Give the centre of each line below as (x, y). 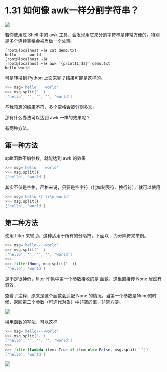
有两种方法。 (18, 128)
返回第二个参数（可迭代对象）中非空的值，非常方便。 (68, 302)
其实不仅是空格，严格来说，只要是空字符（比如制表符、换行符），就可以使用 (83, 187)
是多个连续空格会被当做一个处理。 (40, 41)
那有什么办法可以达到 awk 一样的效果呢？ (48, 117)
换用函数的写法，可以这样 (31, 322)
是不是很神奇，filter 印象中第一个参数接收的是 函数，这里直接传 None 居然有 (84, 279)
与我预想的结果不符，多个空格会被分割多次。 (51, 107)
